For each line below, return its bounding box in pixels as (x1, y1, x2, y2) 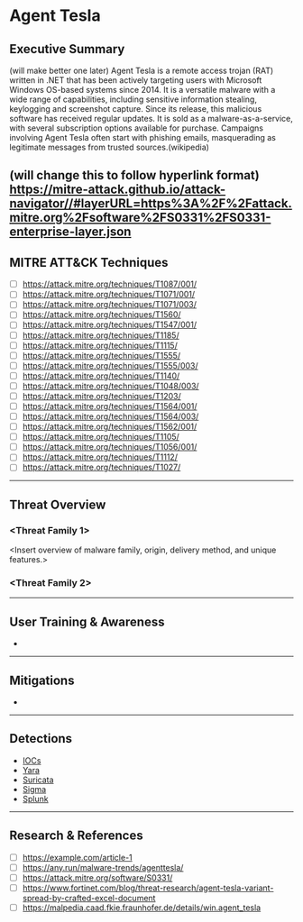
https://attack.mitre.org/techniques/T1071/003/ (22, 299, 197, 310)
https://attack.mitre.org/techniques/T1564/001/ (22, 400, 197, 411)
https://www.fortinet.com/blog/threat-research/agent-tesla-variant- (22, 882, 274, 893)
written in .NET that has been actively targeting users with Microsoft (9, 75, 262, 86)
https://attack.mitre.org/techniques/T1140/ (22, 370, 180, 381)
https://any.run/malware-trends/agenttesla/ (22, 862, 184, 872)
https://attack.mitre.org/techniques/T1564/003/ (22, 411, 199, 422)
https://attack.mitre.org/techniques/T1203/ (22, 390, 182, 401)
